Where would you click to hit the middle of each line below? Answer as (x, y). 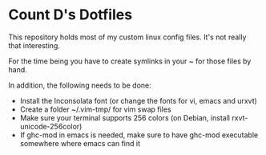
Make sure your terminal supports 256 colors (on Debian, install (125, 117)
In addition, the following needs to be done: (80, 85)
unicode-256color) (51, 126)
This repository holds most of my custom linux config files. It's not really (127, 37)
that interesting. (34, 45)
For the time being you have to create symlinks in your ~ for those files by (130, 61)
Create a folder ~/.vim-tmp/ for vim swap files (95, 109)
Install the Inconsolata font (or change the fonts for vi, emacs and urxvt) (139, 100)
